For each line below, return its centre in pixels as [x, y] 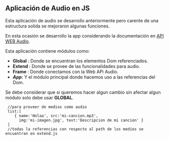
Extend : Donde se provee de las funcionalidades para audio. [76, 66]
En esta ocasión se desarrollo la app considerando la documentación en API [85, 36]
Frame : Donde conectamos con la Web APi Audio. [65, 72]
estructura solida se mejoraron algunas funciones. [57, 26]
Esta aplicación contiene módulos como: [48, 51]
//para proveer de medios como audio [47, 107]
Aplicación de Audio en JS [48, 8]
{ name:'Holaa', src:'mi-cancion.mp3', [56, 116]
